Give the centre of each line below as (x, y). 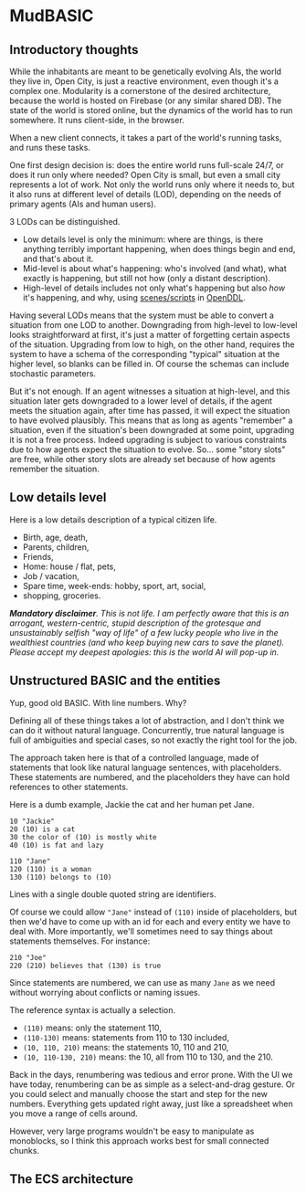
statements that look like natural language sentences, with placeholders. (145, 767)
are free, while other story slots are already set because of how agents (142, 459)
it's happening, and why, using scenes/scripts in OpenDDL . (134, 297)
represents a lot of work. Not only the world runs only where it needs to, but (152, 185)
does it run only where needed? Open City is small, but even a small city (145, 175)
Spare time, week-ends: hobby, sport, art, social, (114, 586)
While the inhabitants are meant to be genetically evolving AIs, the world (145, 71)
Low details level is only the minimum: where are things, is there (143, 239)
